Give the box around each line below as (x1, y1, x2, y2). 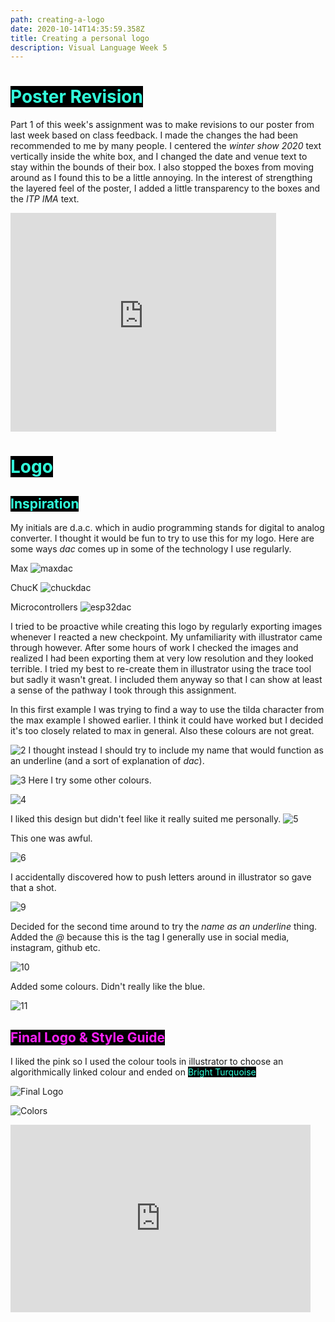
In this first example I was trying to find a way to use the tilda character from (10, 704, 325, 716)
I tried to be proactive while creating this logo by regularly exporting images (10, 621, 323, 633)
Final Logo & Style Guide (10, 1029, 165, 1046)
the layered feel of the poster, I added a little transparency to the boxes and (10, 182, 321, 195)
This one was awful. (10, 832, 93, 845)
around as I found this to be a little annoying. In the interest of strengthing (10, 172, 313, 184)
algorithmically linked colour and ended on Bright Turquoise (10, 1066, 257, 1078)
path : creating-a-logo (10, 14, 105, 25)
